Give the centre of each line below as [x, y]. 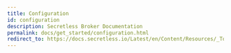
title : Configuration [38, 13]
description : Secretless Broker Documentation [75, 26]
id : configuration [33, 20]
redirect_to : [26, 39]
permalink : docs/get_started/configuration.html [78, 33]
